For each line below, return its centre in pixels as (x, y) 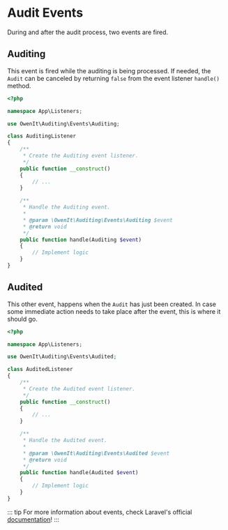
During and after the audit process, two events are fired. (88, 32)
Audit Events (45, 13)
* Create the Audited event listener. (79, 388)
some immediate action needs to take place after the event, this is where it (114, 311)
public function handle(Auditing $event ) (81, 240)
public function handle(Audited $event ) (79, 473)
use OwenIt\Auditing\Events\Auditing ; (63, 123)
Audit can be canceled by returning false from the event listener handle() (113, 78)
